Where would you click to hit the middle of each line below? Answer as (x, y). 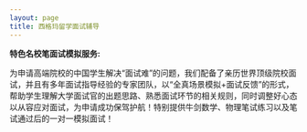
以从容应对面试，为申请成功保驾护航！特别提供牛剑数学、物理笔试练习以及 (149, 107)
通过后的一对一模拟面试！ (65, 118)
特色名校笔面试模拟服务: (55, 53)
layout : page (34, 18)
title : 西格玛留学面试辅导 (55, 26)
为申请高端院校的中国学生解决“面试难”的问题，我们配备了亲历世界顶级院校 (149, 73)
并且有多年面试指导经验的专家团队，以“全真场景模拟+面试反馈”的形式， (159, 84)
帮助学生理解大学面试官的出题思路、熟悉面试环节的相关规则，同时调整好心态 (153, 96)
